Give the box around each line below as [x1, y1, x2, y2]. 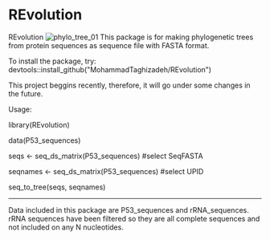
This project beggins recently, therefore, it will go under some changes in [8, 80, 251, 90]
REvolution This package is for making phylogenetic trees [8, 32, 254, 42]
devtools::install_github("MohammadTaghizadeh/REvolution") [8, 64, 211, 74]
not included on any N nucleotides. [8, 222, 125, 232]
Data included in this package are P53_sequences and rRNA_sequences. [8, 205, 249, 214]
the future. [8, 88, 43, 98]
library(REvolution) [8, 120, 70, 129]
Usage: [8, 104, 32, 114]
